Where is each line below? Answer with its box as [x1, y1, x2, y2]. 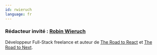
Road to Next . [5, 44, 33, 50]
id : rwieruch [5, 7, 32, 12]
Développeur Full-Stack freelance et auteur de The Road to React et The [5, 39, 153, 45]
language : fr [5, 12, 32, 17]
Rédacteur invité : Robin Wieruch [5, 28, 86, 35]
